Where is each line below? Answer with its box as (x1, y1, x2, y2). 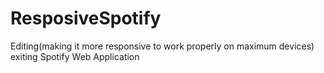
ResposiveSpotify (10, 7, 162, 30)
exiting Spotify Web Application (10, 50, 140, 62)
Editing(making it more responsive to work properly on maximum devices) (10, 40, 315, 52)
